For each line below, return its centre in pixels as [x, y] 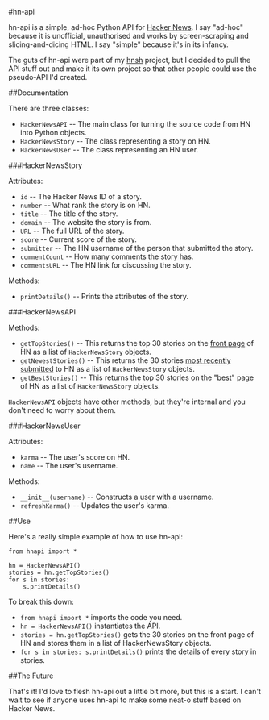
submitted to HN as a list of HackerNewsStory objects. [107, 369]
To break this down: [41, 601]
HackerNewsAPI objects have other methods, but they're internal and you [127, 402]
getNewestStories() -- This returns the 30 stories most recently [125, 360]
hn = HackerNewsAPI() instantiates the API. [90, 626]
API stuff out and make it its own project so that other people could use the [132, 69]
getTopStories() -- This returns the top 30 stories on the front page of [137, 343]
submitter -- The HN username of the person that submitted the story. [137, 248]
